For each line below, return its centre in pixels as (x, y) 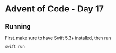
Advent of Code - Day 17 (54, 9)
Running (18, 26)
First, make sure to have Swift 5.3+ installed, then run (58, 38)
